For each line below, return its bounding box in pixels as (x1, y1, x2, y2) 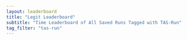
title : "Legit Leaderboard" (6, 14, 76, 20)
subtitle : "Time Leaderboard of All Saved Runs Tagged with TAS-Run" (6, 19, 182, 25)
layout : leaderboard (6, 8, 58, 15)
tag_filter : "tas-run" (6, 25, 62, 31)
